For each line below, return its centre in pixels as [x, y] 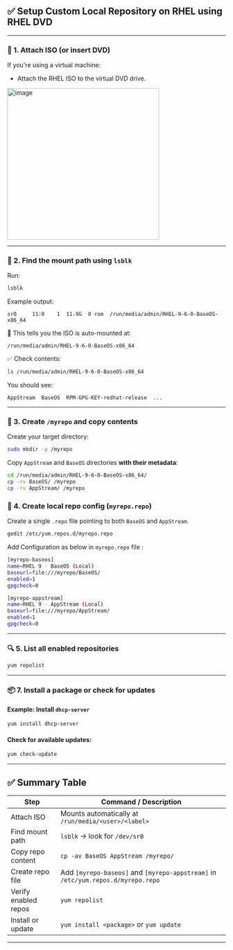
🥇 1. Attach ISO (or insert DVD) [59, 50]
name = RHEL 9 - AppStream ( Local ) [55, 605]
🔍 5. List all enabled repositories [63, 649]
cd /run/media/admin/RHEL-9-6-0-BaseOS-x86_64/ [77, 475]
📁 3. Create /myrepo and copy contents [73, 422]
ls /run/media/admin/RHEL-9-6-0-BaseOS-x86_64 [76, 372]
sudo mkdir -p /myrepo [40, 450]
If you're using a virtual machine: [54, 65]
